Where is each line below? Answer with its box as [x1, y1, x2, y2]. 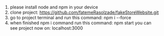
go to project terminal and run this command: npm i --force [9, 15, 131, 20]
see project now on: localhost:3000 [9, 25, 83, 31]
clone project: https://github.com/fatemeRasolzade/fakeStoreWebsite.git [9, 9, 159, 15]
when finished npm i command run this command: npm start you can [9, 20, 152, 26]
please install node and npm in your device [9, 4, 98, 10]
